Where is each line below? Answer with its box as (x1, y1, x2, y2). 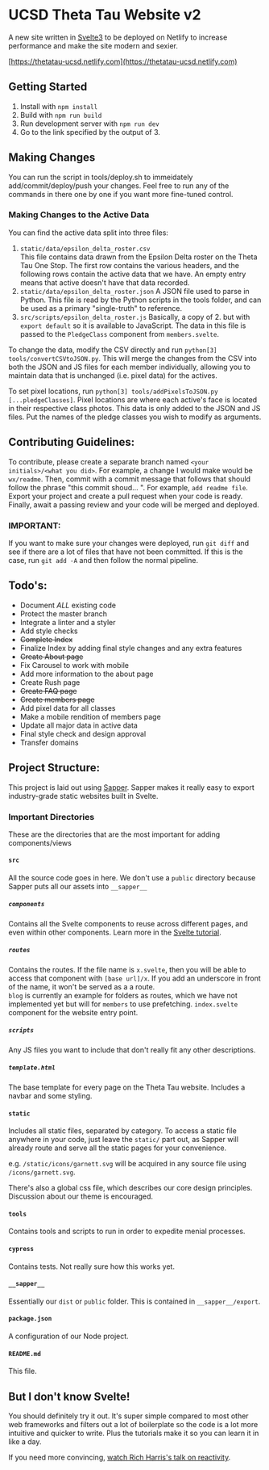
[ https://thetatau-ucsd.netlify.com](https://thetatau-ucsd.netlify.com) (8, 57, 238, 66)
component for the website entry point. (8, 1008, 139, 1018)
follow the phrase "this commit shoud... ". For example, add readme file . (8, 482, 248, 492)
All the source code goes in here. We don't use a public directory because (8, 873, 256, 883)
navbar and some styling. (8, 1090, 93, 1100)
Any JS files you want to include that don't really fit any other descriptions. (8, 1045, 256, 1055)
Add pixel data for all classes (19, 703, 116, 712)
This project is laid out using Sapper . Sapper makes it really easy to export (8, 782, 255, 792)
